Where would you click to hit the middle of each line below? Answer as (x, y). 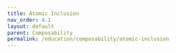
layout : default (31, 26)
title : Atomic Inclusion (43, 13)
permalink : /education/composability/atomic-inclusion (88, 39)
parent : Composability (40, 33)
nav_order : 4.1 (29, 20)
